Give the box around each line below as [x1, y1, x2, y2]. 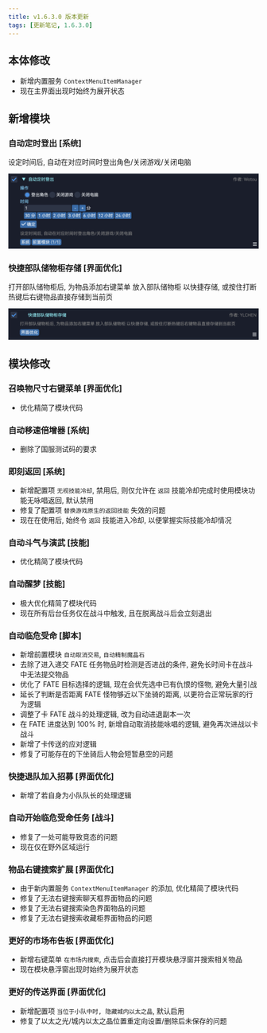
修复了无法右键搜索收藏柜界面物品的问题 [19, 913, 153, 922]
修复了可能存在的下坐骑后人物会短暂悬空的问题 [19, 749, 173, 759]
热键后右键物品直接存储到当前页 [8, 291, 113, 302]
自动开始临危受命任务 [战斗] [8, 813, 114, 824]
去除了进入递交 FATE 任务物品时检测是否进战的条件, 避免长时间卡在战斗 [19, 660, 253, 669]
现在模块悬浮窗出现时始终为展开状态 [19, 965, 139, 974]
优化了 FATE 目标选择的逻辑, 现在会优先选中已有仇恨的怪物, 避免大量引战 [19, 680, 257, 689]
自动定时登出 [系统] [8, 138, 82, 149]
